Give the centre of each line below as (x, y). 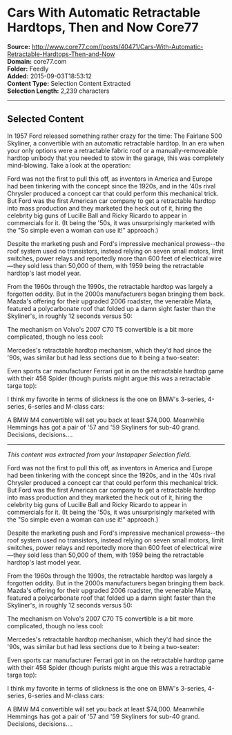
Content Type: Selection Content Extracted (69, 83)
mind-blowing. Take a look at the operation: (69, 165)
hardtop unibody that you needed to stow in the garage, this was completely (116, 158)
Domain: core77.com (37, 61)
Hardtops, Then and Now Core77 (103, 27)
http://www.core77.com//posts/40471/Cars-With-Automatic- (118, 46)
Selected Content (46, 119)
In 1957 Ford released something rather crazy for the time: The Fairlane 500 (115, 136)
